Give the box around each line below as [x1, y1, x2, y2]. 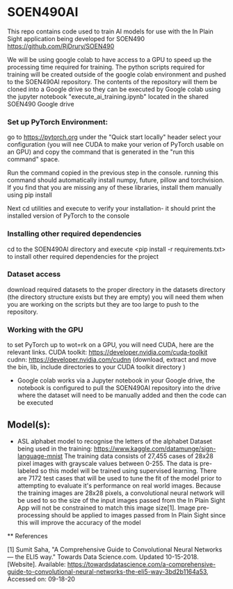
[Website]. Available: [7, 560, 66, 568]
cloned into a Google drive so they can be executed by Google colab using [7, 85, 221, 93]
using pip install [7, 191, 52, 199]
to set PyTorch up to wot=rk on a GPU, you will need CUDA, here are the [7, 341, 214, 349]
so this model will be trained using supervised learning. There [40, 467, 217, 475]
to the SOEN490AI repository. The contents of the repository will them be [7, 77, 218, 86]
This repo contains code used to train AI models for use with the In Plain [7, 27, 214, 35]
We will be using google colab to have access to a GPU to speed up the [7, 55, 212, 63]
